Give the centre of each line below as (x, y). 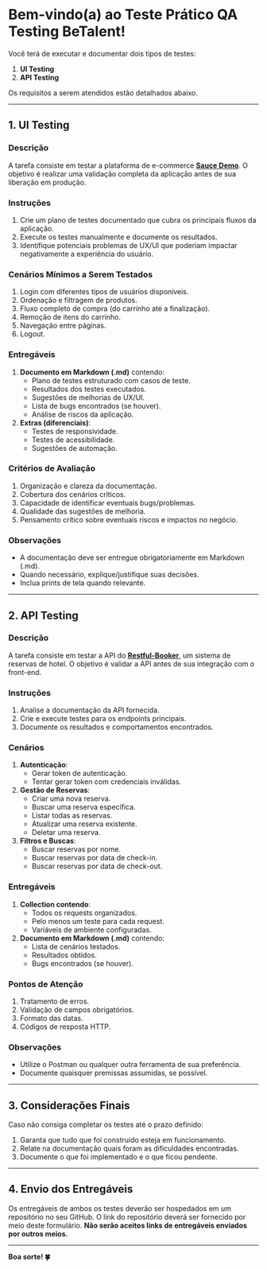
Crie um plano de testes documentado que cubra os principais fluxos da (138, 219)
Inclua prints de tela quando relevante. (83, 583)
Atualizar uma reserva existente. (84, 824)
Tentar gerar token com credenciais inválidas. (106, 782)
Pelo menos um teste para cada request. (98, 921)
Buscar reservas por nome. (76, 849)
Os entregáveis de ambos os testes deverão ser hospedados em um (120, 1208)
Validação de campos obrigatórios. (77, 1009)
